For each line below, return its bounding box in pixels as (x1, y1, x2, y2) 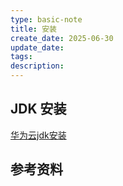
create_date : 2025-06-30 (10, 33, 114, 43)
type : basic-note (10, 14, 83, 25)
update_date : (10, 42, 65, 53)
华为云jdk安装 (10, 129, 67, 141)
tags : (10, 52, 33, 62)
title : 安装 (10, 24, 57, 34)
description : (10, 61, 65, 71)
